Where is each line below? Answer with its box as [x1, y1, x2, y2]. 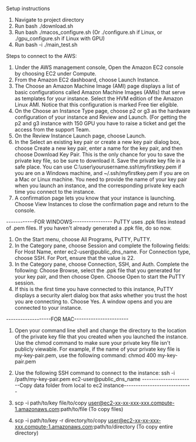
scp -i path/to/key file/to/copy [14, 399, 87, 406]
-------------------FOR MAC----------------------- [6, 316, 129, 323]
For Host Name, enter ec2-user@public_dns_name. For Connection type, [14, 248, 191, 255]
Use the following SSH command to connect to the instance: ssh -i [14, 369, 176, 376]
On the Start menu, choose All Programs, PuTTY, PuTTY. [14, 236, 152, 242]
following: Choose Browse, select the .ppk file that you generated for [14, 267, 181, 274]
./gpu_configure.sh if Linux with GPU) [14, 35, 105, 42]
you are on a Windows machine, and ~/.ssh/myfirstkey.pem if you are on [14, 170, 190, 176]
